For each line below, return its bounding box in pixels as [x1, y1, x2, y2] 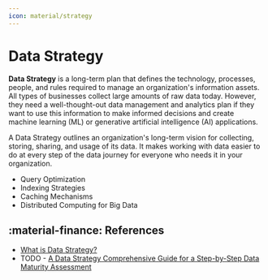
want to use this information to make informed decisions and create [8, 108, 235, 118]
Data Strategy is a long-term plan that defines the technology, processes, [8, 74, 256, 84]
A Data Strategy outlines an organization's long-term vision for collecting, [8, 132, 254, 142]
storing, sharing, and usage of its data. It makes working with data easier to [8, 141, 261, 151]
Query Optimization [19, 174, 86, 183]
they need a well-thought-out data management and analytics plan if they [8, 99, 255, 110]
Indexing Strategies [19, 183, 85, 192]
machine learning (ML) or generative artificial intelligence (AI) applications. [8, 117, 258, 127]
